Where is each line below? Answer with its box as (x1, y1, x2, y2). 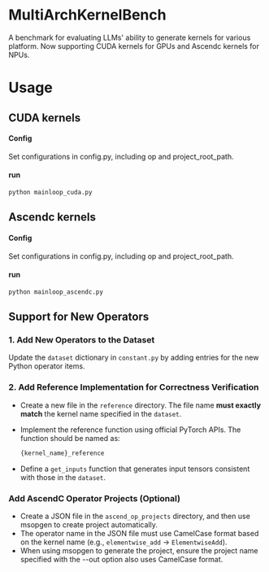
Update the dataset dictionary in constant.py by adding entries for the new (8, 352, 259, 363)
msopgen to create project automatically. (20, 519, 158, 530)
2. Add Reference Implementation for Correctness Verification (8, 382, 259, 393)
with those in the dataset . (20, 472, 106, 482)
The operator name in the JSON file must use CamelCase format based (20, 528, 259, 538)
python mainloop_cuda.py (8, 188, 93, 196)
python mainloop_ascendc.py (8, 287, 104, 296)
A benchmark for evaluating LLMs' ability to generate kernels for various (8, 33, 251, 42)
